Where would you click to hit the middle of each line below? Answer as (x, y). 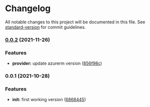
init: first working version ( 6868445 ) (49, 100)
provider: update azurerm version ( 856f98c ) (57, 63)
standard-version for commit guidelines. (45, 27)
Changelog (28, 9)
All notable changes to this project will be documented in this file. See (75, 22)
